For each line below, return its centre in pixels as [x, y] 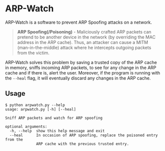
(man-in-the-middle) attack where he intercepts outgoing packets [84, 47]
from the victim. [33, 53]
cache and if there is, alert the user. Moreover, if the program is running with [83, 73]
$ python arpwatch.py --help [35, 105]
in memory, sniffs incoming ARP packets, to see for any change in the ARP [81, 68]
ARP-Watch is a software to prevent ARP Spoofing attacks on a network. [79, 22]
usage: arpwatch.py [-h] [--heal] [41, 109]
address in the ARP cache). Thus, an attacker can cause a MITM [82, 42]
